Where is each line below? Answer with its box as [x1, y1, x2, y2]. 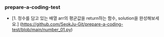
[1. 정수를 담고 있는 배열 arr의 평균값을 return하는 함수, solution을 [11, 15, 138, 21]
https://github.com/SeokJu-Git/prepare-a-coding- [21, 21, 124, 27]
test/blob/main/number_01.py [11, 27, 71, 33]
